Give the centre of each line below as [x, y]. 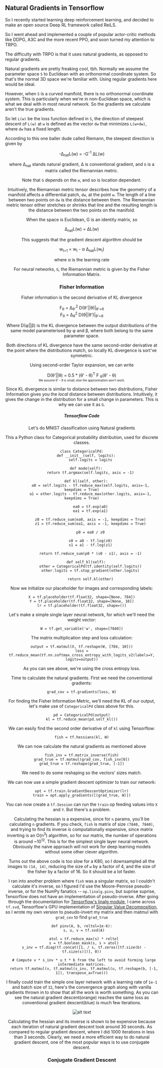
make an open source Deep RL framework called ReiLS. [61, 25]
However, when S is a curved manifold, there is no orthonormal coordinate [79, 93]
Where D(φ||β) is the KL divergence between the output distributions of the [82, 325]
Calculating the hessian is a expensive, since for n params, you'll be [82, 819]
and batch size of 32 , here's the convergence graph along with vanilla [82, 987]
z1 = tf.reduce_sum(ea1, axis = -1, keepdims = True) [91, 524]
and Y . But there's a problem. [82, 810]
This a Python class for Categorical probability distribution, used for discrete [82, 437]
